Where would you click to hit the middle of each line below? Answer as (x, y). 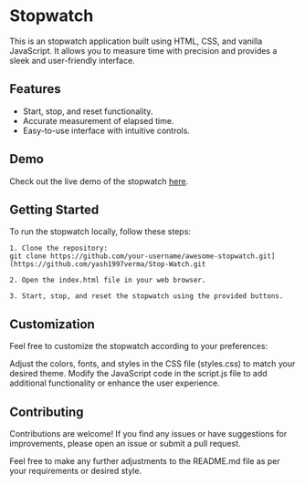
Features (35, 89)
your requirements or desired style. (76, 471)
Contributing (47, 412)
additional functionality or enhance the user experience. (115, 383)
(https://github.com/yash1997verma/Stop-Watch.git (108, 264)
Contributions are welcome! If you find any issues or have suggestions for (148, 433)
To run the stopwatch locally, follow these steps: (100, 232)
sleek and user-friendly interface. (72, 60)
